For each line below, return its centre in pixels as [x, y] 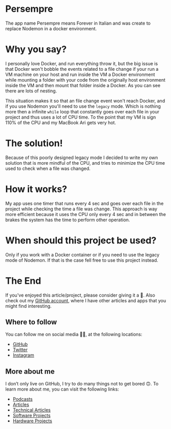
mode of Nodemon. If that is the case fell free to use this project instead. [82, 260]
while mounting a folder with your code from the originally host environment [85, 80]
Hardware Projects [32, 421]
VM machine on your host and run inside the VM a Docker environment [80, 74]
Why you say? [36, 50]
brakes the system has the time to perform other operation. [68, 220]
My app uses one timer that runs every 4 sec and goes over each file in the [84, 203]
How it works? [36, 189]
